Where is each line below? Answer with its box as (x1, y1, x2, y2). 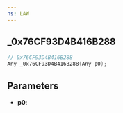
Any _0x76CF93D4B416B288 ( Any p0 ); (7, 60, 108, 68)
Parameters (7, 80, 59, 92)
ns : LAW (7, 10, 30, 17)
